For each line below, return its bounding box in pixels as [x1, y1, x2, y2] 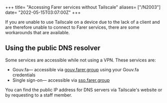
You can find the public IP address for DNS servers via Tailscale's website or [5, 87, 163, 93]
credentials [12, 72, 36, 78]
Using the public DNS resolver [5, 44, 101, 52]
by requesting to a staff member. [5, 92, 72, 98]
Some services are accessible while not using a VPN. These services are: [5, 57, 156, 63]
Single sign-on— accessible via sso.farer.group [12, 77, 110, 83]
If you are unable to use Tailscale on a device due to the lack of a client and [5, 19, 161, 25]
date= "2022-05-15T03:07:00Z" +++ [5, 9, 81, 15]
